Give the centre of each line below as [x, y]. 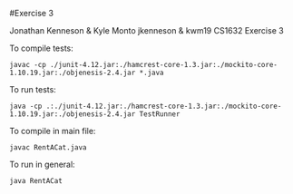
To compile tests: [42, 48]
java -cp [26, 106]
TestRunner [160, 114]
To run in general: [42, 164]
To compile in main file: [53, 131]
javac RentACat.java [49, 148]
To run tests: [33, 89]
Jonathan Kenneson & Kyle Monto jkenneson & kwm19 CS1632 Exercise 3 [146, 30]
